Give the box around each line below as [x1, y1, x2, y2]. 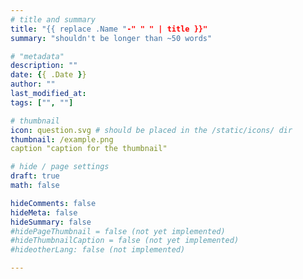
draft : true [10, 171, 60, 181]
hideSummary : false [10, 217, 92, 227]
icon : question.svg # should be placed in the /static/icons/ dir [10, 125, 293, 135]
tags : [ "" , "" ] [10, 97, 74, 108]
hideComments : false [10, 198, 97, 208]
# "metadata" [10, 51, 65, 61]
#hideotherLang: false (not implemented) [10, 245, 186, 255]
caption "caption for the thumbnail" [10, 144, 168, 154]
